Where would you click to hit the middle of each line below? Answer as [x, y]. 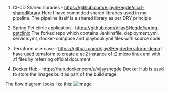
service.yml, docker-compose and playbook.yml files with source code [87, 38]
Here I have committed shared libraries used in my [94, 13]
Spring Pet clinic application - [43, 28]
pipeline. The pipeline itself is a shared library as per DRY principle [82, 18]
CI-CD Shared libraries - [38, 7]
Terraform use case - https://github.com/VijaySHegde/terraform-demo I [88, 48]
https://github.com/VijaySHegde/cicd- [104, 7]
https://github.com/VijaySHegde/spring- [117, 28]
